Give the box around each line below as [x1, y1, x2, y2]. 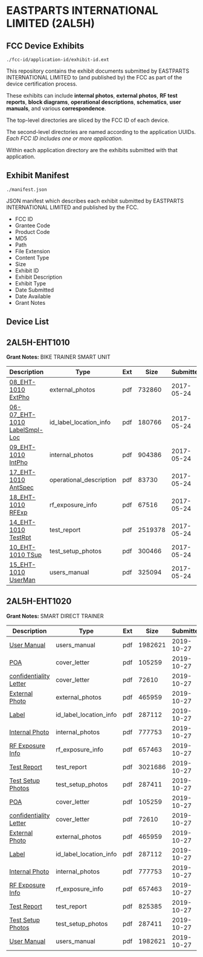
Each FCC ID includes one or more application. [6, 135, 123, 142]
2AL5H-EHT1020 [6, 596, 72, 607]
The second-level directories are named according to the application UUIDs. [6, 128, 196, 135]
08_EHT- [9, 378, 36, 387]
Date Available [14, 292, 51, 300]
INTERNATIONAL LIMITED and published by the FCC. [6, 204, 139, 211]
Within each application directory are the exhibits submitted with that [6, 147, 178, 153]
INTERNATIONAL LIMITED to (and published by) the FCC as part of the [6, 74, 182, 81]
